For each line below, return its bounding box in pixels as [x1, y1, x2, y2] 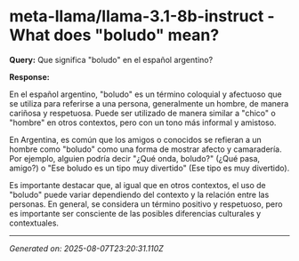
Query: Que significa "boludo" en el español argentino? [9, 54, 214, 65]
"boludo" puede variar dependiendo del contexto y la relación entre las [9, 189, 270, 200]
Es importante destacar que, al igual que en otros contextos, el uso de [9, 179, 266, 190]
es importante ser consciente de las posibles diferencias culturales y [9, 208, 262, 218]
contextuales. [9, 217, 60, 228]
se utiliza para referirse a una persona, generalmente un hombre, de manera [9, 98, 289, 108]
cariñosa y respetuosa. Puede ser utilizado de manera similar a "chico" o [9, 107, 276, 118]
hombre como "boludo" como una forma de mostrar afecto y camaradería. [9, 144, 282, 154]
